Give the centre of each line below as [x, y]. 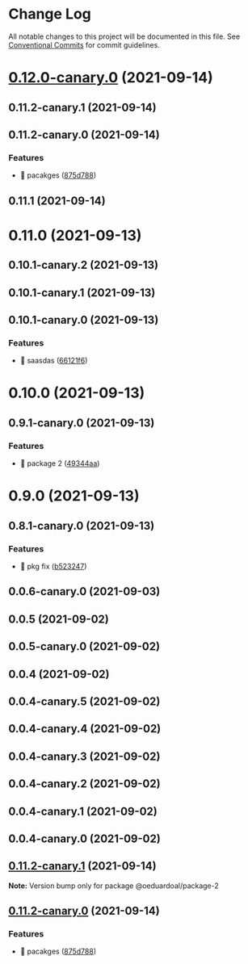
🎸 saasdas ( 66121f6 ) [54, 361]
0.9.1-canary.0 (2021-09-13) [82, 423]
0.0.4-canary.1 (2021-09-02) [83, 811]
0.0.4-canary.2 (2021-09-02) [84, 784]
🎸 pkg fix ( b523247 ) [53, 566]
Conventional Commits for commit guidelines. [84, 44]
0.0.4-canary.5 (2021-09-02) [84, 701]
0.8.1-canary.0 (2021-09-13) [82, 526]
